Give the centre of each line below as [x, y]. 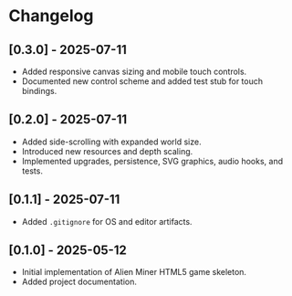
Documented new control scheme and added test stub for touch [142, 81]
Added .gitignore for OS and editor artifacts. [107, 221]
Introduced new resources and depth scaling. [107, 151]
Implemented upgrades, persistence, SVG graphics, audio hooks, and [152, 161]
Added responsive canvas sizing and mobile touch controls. [134, 71]
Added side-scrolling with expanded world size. [111, 142]
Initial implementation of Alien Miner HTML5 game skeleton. [134, 272]
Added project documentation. [79, 282]
